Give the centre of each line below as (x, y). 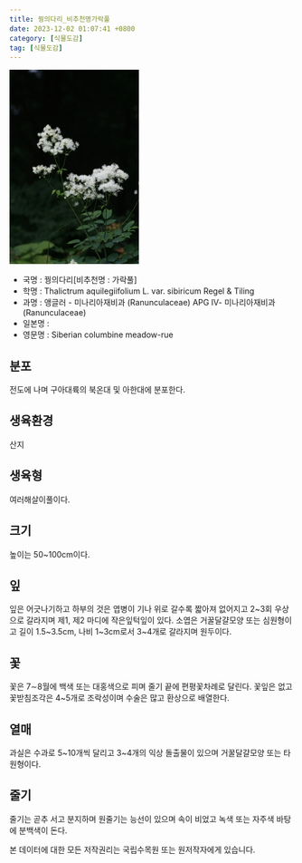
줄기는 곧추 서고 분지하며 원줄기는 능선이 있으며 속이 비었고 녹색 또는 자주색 (142, 819)
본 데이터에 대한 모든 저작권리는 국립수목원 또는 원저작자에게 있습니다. (132, 849)
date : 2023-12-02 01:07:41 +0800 (72, 29)
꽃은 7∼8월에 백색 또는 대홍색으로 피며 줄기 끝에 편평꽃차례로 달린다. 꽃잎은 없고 (151, 687)
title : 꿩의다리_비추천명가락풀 (60, 19)
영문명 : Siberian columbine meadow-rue (98, 335)
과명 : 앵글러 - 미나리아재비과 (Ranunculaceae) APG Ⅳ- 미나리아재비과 (149, 303)
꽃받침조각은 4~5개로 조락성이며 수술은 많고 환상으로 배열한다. (120, 698)
